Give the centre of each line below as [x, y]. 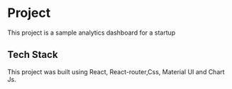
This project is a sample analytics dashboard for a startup [92, 32]
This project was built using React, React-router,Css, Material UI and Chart [116, 71]
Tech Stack [33, 55]
